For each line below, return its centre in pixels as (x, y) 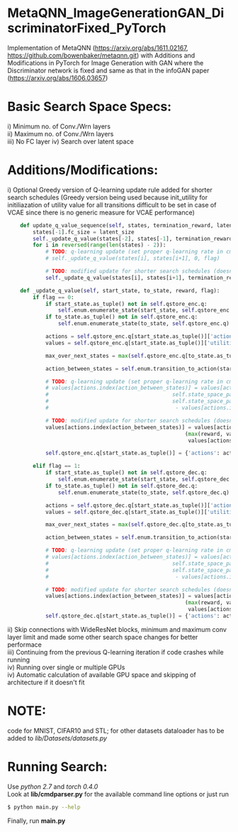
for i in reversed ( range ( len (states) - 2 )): (100, 245)
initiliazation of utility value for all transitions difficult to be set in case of (112, 204)
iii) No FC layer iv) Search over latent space (71, 141)
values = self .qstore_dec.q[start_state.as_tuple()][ (126, 512)
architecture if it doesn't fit (46, 682)
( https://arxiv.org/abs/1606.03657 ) (58, 78)
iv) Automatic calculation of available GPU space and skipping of (102, 674)
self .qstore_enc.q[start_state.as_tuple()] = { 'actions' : (132, 453)
